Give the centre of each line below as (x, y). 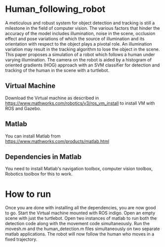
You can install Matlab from (33, 136)
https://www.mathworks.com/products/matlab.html (57, 141)
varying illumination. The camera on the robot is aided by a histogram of (78, 60)
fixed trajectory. (21, 240)
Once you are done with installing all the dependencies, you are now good (81, 208)
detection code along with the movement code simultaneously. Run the (77, 224)
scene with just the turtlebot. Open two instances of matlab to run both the (81, 218)
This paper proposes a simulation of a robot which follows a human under (80, 54)
